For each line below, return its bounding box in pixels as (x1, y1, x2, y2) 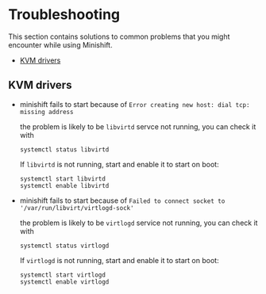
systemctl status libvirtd (19, 145, 110, 154)
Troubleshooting (8, 6, 121, 24)
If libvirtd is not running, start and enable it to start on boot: (19, 159, 220, 169)
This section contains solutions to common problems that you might (8, 32, 230, 41)
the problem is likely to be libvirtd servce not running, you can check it (19, 121, 256, 132)
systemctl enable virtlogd (19, 277, 110, 286)
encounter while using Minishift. (8, 40, 113, 49)
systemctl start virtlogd (19, 271, 106, 279)
